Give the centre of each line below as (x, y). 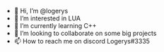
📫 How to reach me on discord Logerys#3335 (82, 41)
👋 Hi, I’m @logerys (41, 11)
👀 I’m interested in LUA (47, 18)
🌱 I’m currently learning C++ (55, 26)
